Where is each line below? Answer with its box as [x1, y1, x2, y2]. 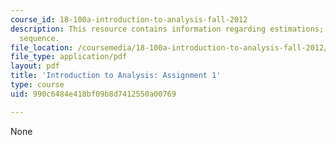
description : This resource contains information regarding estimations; [10, 24, 325, 34]
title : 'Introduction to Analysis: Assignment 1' [10, 71, 222, 81]
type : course [10, 80, 65, 90]
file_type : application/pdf [10, 52, 128, 62]
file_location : [10, 42, 74, 53]
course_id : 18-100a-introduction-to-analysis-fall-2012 [10, 14, 248, 25]
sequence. [19, 33, 60, 43]
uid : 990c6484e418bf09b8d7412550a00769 [10, 89, 177, 99]
